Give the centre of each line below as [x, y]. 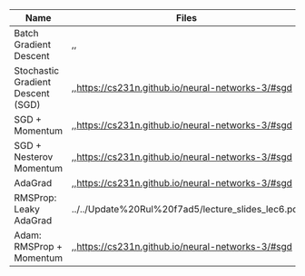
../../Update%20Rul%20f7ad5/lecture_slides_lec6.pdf [187, 209]
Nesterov [34, 157]
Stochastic [37, 70]
